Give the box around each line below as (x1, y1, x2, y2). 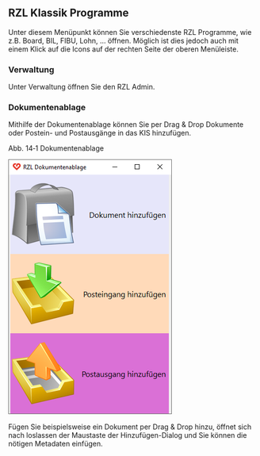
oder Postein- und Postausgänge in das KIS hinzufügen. (8, 128, 192, 138)
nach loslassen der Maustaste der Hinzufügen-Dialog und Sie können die (8, 431, 247, 440)
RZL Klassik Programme (8, 6, 129, 20)
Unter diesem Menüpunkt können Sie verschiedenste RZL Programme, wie (8, 27, 252, 36)
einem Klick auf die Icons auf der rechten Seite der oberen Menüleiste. (8, 44, 239, 54)
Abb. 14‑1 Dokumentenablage (8, 144, 105, 153)
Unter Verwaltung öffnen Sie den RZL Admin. (8, 82, 155, 92)
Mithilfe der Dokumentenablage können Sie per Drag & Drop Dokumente (8, 120, 244, 129)
